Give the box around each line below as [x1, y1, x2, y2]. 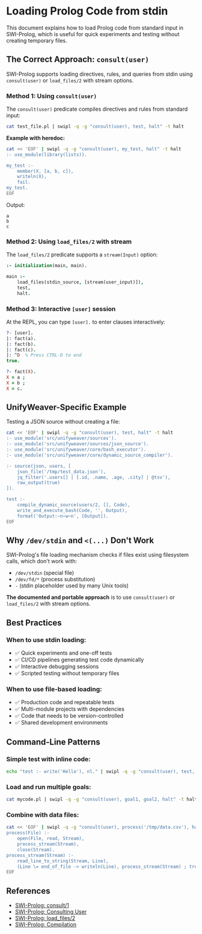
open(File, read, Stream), [17, 835, 85, 842]
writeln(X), [17, 173, 47, 180]
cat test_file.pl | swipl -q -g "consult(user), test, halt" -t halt [6, 123, 185, 130]
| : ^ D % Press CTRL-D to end [6, 352, 82, 359]
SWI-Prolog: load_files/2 [14, 915, 76, 922]
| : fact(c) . [6, 347, 36, 353]
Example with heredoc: [6, 134, 65, 141]
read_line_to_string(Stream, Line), [17, 858, 109, 864]
